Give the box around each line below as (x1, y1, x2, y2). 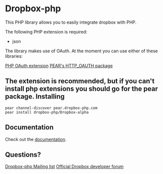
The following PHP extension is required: (5, 29, 87, 35)
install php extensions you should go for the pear (5, 85, 158, 93)
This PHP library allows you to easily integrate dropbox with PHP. (5, 19, 136, 25)
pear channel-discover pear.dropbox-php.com (5, 105, 98, 110)
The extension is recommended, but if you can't (5, 77, 155, 85)
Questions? (5, 150, 41, 159)
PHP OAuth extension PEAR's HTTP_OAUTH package (5, 63, 113, 69)
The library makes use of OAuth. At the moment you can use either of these (5, 48, 158, 54)
